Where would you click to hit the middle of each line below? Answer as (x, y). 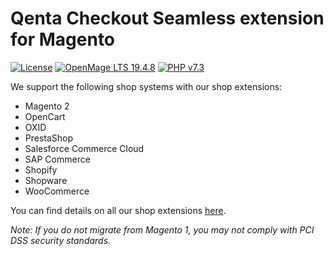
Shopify (41, 169)
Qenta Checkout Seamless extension (167, 18)
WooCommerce (57, 191)
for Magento (63, 39)
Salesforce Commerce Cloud (84, 148)
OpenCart (45, 116)
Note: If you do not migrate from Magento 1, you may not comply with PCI (162, 229)
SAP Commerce (57, 159)
